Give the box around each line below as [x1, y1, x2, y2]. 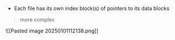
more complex [19, 16, 55, 23]
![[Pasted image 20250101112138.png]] [5, 27, 99, 34]
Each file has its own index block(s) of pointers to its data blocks [13, 5, 170, 12]
